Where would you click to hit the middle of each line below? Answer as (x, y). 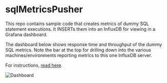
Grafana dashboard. (26, 34)
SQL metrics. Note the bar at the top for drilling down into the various (78, 50)
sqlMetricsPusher (44, 9)
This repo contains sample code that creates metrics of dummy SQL (77, 24)
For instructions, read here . (34, 65)
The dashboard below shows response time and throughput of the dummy (84, 44)
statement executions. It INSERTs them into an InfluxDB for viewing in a (80, 29)
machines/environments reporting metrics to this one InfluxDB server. (79, 55)
